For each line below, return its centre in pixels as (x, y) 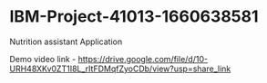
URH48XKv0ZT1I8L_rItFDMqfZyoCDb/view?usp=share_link (120, 69)
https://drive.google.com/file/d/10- (143, 59)
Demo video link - (43, 59)
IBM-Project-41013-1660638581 (134, 17)
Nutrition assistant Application (66, 41)
